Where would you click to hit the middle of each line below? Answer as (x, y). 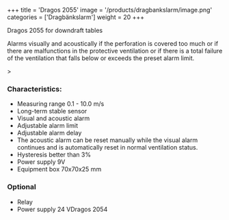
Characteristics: (35, 89)
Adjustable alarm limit (48, 126)
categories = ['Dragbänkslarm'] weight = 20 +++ (76, 17)
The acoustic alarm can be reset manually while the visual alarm (107, 140)
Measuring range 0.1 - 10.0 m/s (60, 104)
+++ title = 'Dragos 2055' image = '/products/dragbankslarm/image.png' (110, 10)
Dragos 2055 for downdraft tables (55, 30)
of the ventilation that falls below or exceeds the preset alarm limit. (101, 58)
